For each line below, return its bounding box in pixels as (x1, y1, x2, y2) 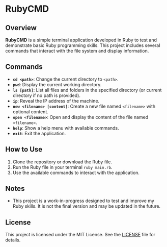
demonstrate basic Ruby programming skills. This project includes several (5, 42, 160, 48)
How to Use (5, 145, 43, 154)
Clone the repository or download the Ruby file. (12, 159, 113, 165)
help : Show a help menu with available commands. (12, 125, 119, 131)
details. (5, 237, 21, 243)
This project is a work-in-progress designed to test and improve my (12, 197, 154, 204)
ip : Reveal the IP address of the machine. (12, 97, 100, 104)
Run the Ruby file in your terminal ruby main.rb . (12, 164, 113, 170)
